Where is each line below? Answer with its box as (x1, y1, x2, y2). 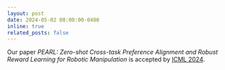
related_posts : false (7, 29, 69, 36)
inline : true (7, 23, 45, 30)
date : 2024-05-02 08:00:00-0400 (7, 16, 99, 23)
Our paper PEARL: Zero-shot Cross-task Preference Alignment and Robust (7, 48, 218, 56)
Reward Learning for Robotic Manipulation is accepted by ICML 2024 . (7, 56, 205, 64)
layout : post (7, 10, 45, 17)
